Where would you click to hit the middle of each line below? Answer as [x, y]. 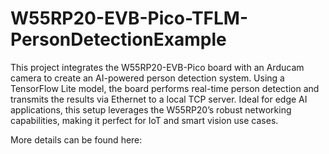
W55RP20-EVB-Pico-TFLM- [129, 18]
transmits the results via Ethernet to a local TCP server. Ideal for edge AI [159, 99]
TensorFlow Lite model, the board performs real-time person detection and [165, 88]
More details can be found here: [76, 139]
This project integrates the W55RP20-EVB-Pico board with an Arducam [157, 67]
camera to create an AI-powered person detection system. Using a [147, 78]
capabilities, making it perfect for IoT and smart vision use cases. [144, 120]
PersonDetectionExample [118, 39]
